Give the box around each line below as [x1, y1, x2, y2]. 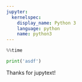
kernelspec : [11, 14, 42, 20]
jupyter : [6, 8, 28, 15]
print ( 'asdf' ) [6, 58, 42, 64]
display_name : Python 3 [17, 20, 77, 26]
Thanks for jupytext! [6, 69, 56, 76]
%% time [6, 47, 23, 54]
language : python [17, 25, 60, 32]
